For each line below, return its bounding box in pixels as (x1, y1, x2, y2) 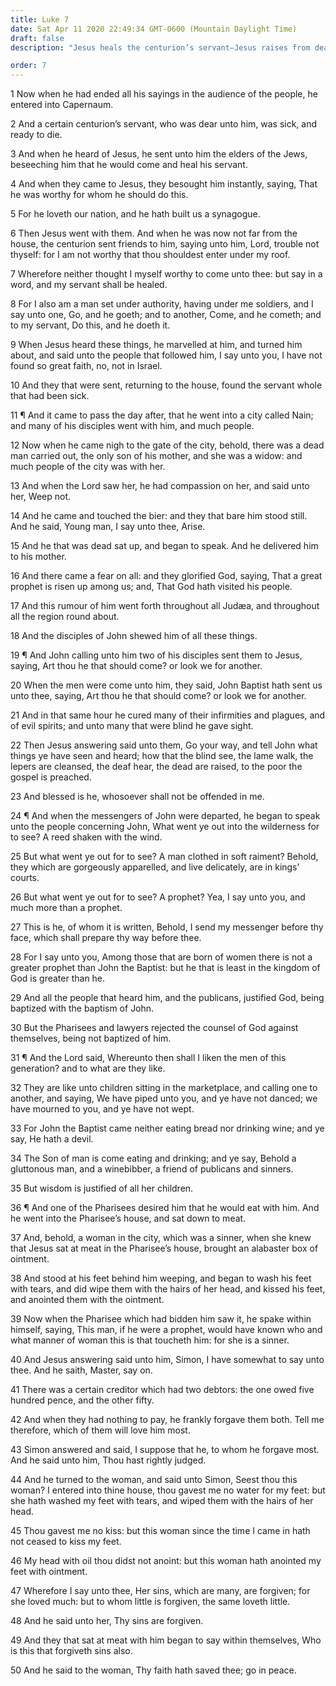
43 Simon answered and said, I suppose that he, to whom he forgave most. (10, 1444, 320, 1456)
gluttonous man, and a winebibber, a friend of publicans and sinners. (10, 1163, 294, 1175)
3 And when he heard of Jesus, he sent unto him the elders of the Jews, (10, 148, 308, 160)
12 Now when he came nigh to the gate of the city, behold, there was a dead (10, 439, 325, 451)
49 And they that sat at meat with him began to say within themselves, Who (10, 1634, 322, 1646)
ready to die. (10, 129, 63, 141)
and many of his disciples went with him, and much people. (10, 420, 255, 432)
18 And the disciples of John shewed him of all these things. (10, 630, 258, 642)
